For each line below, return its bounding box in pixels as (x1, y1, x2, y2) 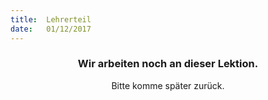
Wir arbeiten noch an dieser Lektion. (77, 57, 259, 71)
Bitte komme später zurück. (111, 79, 225, 91)
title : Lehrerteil (10, 14, 92, 25)
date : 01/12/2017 (10, 24, 92, 34)
